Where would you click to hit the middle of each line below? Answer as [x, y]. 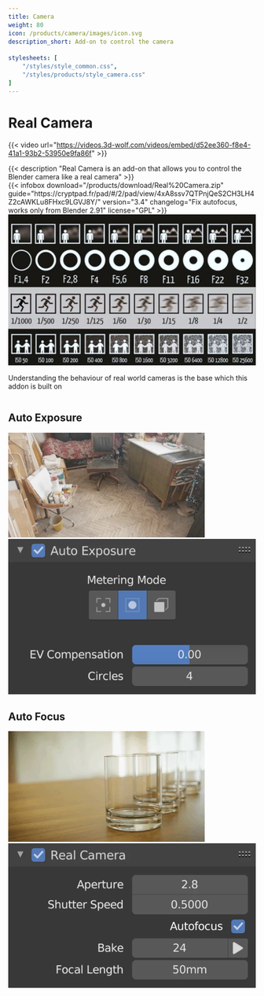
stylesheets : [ [33, 58]
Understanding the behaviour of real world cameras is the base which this [128, 378]
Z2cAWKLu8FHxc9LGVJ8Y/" [55, 201]
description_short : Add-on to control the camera [91, 42]
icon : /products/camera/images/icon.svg [75, 33]
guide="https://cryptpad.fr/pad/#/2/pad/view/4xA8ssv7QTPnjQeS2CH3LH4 [132, 194]
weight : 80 [26, 25]
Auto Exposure [45, 418]
